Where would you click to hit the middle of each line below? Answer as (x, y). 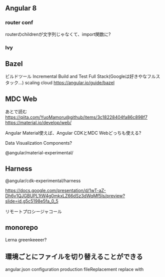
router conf (19, 23)
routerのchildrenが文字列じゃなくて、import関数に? (58, 34)
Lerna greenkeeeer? (26, 240)
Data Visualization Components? (39, 143)
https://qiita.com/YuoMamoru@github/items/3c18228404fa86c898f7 (76, 117)
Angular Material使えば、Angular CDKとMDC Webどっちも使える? (73, 133)
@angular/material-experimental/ (39, 153)
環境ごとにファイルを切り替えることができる (74, 257)
